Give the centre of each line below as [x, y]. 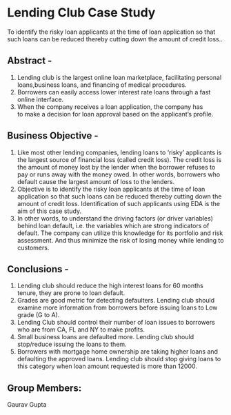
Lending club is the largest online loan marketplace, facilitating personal [119, 77]
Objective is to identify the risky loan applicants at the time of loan [111, 189]
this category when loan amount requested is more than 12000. [107, 366]
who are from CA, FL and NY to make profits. [81, 330]
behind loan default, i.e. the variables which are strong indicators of [113, 225]
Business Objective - [53, 136]
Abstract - [30, 61]
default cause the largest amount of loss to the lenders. [96, 181]
